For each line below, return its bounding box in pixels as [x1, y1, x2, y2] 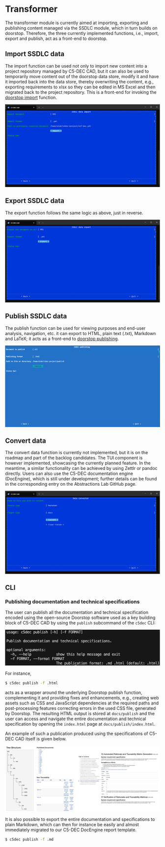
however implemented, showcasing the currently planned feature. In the [5, 460, 151, 466]
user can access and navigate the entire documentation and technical [5, 716, 146, 722]
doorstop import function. [5, 94, 57, 100]
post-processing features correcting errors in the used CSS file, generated [5, 705, 156, 711]
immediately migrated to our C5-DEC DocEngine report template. [5, 827, 137, 833]
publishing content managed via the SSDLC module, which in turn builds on [5, 25, 158, 31]
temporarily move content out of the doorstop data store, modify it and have [5, 73, 159, 79]
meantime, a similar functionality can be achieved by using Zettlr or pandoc [5, 465, 158, 471]
